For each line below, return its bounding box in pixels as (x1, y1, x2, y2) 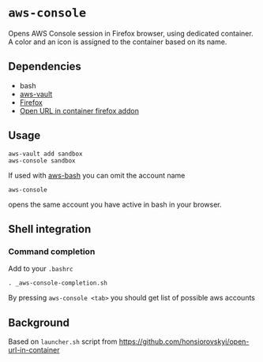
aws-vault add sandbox (8, 150, 83, 158)
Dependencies (8, 60, 81, 73)
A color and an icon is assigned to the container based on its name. (8, 37, 227, 47)
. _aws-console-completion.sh (8, 279, 108, 287)
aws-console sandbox (8, 156, 77, 165)
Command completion (8, 246, 96, 257)
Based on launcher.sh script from (8, 337, 118, 346)
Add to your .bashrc (8, 264, 73, 274)
